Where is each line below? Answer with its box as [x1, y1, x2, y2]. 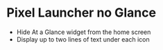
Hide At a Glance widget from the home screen [16, 28, 151, 36]
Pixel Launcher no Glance [6, 5, 157, 21]
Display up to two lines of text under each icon [16, 35, 150, 43]
